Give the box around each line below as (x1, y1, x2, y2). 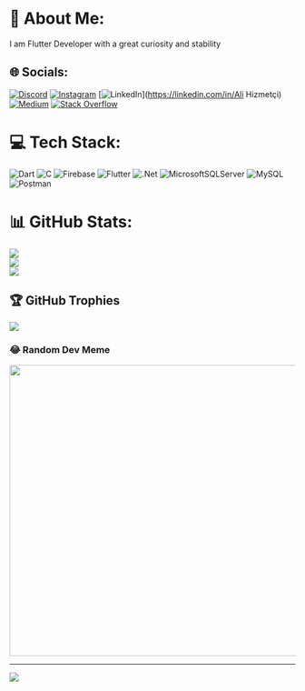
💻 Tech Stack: (9, 132, 122, 153)
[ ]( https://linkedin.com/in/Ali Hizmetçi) (98, 88, 282, 99)
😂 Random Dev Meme (9, 344, 111, 356)
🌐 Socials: (9, 65, 69, 80)
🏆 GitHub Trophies (9, 293, 121, 308)
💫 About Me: (9, 8, 105, 29)
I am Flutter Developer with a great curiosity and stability (9, 38, 221, 49)
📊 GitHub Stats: (9, 211, 133, 232)
